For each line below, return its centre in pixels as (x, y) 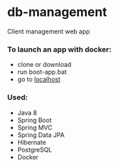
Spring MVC (35, 127)
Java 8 (27, 113)
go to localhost (39, 79)
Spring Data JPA (41, 135)
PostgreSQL (35, 150)
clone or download (44, 65)
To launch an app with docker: (59, 49)
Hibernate (32, 142)
